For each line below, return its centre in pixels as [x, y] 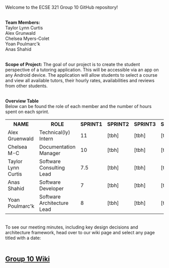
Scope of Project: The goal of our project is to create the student [73, 64]
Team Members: [23, 22]
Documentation [58, 147]
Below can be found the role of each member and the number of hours [78, 106]
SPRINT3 [145, 124]
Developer [52, 189]
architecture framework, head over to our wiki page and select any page [80, 232]
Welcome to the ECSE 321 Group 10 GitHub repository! [62, 7]
